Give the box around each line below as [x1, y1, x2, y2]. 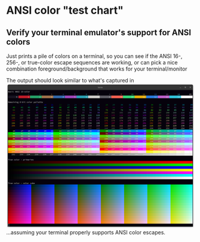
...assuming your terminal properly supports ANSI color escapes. [6, 228, 166, 236]
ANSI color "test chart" [6, 4, 124, 17]
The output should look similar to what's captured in [6, 77, 134, 84]
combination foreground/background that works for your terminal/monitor [6, 65, 187, 72]
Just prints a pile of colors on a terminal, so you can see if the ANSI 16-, [6, 53, 183, 60]
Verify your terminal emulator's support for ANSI [6, 27, 192, 38]
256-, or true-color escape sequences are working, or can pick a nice [6, 59, 178, 66]
